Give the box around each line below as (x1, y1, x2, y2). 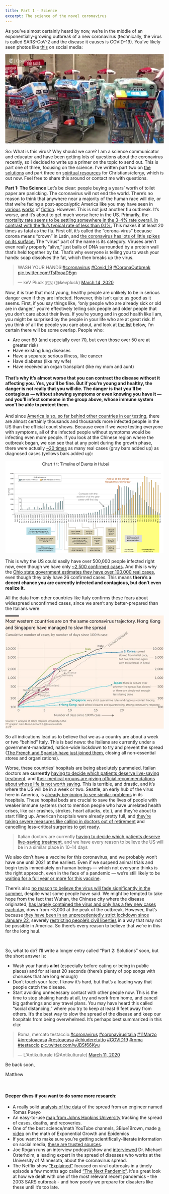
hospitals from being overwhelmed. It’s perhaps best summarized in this (12, 1016, 162, 1023)
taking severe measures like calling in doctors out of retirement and (5, 819, 145, 825)
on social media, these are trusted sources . (12, 1142, 102, 1148)
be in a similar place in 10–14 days (17, 844, 88, 850)
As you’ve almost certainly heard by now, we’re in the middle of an (5, 28, 143, 34)
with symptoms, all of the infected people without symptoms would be (5, 429, 151, 435)
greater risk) (12, 342, 39, 348)
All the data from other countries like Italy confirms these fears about (5, 595, 148, 601)
